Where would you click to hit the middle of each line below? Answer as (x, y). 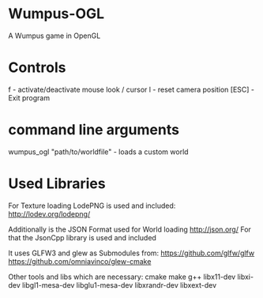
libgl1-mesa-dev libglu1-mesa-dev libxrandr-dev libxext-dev (120, 285)
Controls (37, 68)
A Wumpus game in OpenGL (54, 36)
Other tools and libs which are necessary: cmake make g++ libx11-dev (122, 277)
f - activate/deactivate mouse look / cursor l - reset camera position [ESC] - (131, 89)
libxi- (246, 277)
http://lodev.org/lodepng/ (49, 213)
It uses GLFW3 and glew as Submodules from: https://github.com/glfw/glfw (131, 253)
